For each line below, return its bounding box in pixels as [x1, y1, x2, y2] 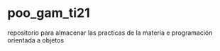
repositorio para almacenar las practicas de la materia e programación [7, 28, 213, 37]
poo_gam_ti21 [7, 5, 90, 21]
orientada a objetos [7, 35, 65, 44]
